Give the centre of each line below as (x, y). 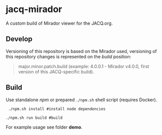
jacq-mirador (34, 9)
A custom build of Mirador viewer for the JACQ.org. (59, 23)
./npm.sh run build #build (34, 118)
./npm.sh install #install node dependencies (57, 109)
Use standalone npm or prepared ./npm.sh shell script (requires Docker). (82, 100)
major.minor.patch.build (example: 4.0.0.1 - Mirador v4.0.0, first (84, 66)
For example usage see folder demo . (44, 127)
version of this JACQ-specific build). (56, 72)
